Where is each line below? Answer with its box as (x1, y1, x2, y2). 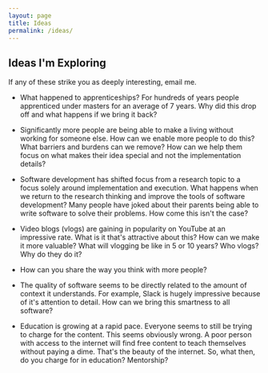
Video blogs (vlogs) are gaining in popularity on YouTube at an (19, 224, 226, 234)
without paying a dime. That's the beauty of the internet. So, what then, (19, 347, 256, 356)
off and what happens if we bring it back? (19, 109, 158, 120)
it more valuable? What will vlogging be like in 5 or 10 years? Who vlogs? (19, 241, 259, 251)
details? (19, 159, 46, 169)
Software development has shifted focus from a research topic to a (19, 175, 242, 185)
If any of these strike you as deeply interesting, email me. (8, 77, 198, 87)
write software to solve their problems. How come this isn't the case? (19, 208, 249, 218)
